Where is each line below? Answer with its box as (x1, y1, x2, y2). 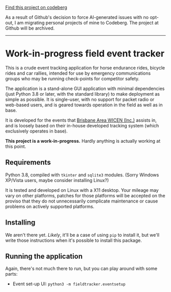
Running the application (5, 252, 83, 260)
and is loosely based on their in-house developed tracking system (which (5, 122, 159, 128)
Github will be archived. (5, 25, 55, 31)
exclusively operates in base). (5, 128, 68, 134)
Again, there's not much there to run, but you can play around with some (5, 265, 158, 272)
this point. (5, 143, 26, 149)
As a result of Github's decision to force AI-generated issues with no (5, 14, 149, 20)
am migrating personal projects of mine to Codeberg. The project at (17, 20, 159, 26)
